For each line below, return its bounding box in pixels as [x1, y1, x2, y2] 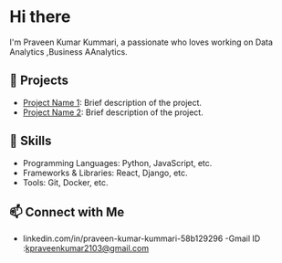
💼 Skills [9, 133, 52, 149]
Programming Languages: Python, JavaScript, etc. [22, 157, 213, 168]
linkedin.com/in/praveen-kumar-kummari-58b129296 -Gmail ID [22, 233, 261, 244]
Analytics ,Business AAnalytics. [9, 46, 128, 57]
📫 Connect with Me [9, 204, 125, 220]
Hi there [9, 6, 71, 27]
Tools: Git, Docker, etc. [22, 176, 109, 188]
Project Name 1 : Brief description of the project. [22, 97, 203, 108]
